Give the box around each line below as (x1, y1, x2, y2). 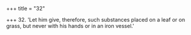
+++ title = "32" (6, 5, 46, 12)
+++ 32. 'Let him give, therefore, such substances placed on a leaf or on (6, 16, 186, 23)
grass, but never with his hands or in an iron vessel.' (6, 23, 135, 29)
